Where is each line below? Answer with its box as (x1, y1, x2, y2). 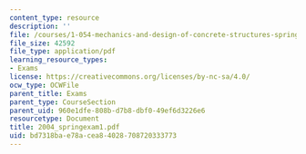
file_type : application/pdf (9, 47, 117, 56)
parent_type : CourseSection (9, 97, 117, 107)
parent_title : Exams (9, 89, 88, 98)
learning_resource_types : (9, 55, 107, 64)
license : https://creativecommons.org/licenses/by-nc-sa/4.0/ (9, 72, 250, 82)
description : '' (9, 22, 71, 31)
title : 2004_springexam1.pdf (9, 123, 120, 132)
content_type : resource (9, 13, 100, 23)
